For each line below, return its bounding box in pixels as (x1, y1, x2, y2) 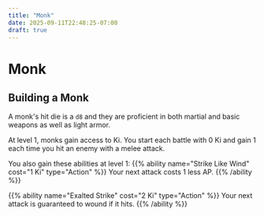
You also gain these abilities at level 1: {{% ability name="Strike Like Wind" (8, 159, 250, 169)
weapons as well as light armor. (8, 120, 110, 130)
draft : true (8, 26, 47, 34)
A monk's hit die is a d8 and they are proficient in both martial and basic (8, 112, 240, 122)
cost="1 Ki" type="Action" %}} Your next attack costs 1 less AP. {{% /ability (8, 167, 252, 177)
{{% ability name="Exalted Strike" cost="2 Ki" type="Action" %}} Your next (8, 191, 253, 200)
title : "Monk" (8, 11, 55, 20)
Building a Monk (8, 91, 89, 104)
